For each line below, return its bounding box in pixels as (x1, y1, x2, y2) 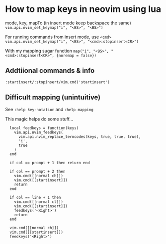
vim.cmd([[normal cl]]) (14, 199, 64, 204)
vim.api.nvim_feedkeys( (14, 130, 64, 135)
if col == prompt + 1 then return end (9, 160, 90, 165)
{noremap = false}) (56, 53, 97, 58)
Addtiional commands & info (5, 66, 95, 75)
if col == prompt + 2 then (9, 169, 66, 174)
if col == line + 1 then (9, 195, 61, 200)
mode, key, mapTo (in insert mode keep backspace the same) (5, 20, 132, 26)
